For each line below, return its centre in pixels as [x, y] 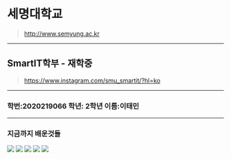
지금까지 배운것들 [34, 134]
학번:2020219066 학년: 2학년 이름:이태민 [73, 106]
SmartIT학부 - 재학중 [50, 64]
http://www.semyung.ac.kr [62, 33]
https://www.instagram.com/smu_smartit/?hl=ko [92, 81]
